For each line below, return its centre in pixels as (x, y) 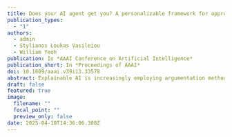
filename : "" (32, 104)
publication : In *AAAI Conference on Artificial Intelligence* (100, 59)
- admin (25, 39)
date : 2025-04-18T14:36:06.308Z (54, 123)
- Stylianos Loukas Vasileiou (57, 46)
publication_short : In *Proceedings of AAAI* (74, 65)
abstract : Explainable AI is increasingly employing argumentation (106, 78)
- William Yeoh (35, 53)
